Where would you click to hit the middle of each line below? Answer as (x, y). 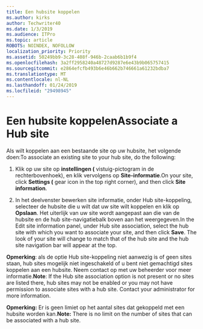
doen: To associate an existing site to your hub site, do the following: (91, 157)
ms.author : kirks (28, 18)
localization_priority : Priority (48, 52)
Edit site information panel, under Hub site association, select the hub (102, 226)
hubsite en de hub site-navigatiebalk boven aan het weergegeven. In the (105, 219)
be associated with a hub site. (43, 320)
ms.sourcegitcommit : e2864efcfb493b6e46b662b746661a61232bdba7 (88, 68)
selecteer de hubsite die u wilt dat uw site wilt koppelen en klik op (97, 206)
